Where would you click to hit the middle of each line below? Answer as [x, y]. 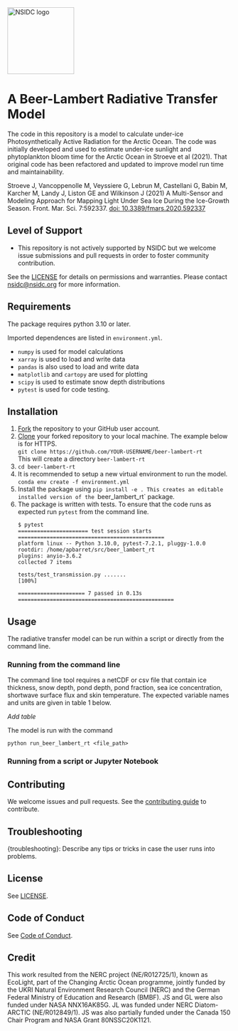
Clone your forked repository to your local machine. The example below [123, 436]
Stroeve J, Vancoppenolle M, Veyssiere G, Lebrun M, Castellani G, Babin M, [118, 185]
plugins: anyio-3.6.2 [49, 556]
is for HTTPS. [37, 444]
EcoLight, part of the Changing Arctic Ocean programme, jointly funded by [117, 983]
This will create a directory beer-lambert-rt [81, 459]
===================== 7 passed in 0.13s [80, 594]
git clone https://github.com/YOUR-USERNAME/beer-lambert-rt [110, 452]
